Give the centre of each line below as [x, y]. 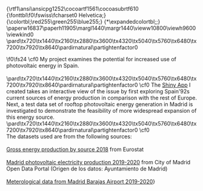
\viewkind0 [20, 35]
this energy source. [30, 117]
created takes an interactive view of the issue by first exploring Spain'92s [98, 91]
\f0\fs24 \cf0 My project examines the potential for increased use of [92, 59]
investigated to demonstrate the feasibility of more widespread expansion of [101, 111]
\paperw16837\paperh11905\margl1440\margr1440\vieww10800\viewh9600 [101, 28]
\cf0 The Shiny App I [165, 85]
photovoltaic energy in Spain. [43, 65]
